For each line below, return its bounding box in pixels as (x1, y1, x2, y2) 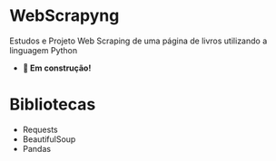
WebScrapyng (9, 5, 120, 26)
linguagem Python (9, 44, 78, 55)
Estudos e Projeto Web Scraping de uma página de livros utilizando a (9, 35, 268, 46)
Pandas (22, 143, 52, 154)
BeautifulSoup (22, 133, 76, 145)
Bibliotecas (9, 94, 96, 115)
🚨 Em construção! (22, 62, 92, 73)
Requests (22, 124, 58, 135)
